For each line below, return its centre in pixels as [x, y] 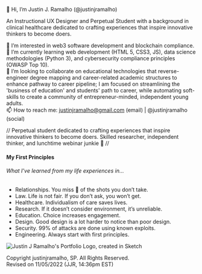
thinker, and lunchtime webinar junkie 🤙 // [58, 143]
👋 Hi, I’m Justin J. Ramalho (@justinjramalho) [62, 9]
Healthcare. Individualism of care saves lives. [71, 202]
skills [13, 97]
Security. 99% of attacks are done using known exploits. [85, 228]
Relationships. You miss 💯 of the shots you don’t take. [82, 190]
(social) [16, 119]
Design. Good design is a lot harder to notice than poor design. [93, 221]
